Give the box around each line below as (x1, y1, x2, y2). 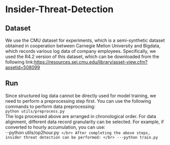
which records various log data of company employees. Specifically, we (5, 48, 156, 54)
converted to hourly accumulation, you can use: (5, 124, 106, 130)
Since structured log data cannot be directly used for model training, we (5, 93, 156, 99)
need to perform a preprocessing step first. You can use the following (5, 98, 151, 104)
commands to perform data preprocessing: (5, 103, 96, 109)
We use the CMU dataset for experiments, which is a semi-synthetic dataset (5, 37, 165, 43)
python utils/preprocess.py (5, 108, 65, 114)
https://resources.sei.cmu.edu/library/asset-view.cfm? (34, 59, 148, 65)
